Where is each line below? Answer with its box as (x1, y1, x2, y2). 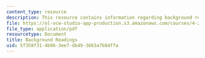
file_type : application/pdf (6, 25, 78, 32)
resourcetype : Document (6, 31, 67, 37)
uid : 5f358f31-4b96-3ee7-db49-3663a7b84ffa (6, 43, 119, 49)
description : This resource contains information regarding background (6, 14, 192, 21)
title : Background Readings (6, 37, 78, 43)
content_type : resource (6, 8, 67, 15)
